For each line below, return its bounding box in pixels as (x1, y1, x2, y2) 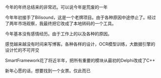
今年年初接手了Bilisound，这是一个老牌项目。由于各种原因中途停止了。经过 (5, 15, 156, 20)
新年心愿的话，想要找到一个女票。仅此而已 (5, 68, 91, 74)
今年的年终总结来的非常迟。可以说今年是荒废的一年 (5, 4, 108, 10)
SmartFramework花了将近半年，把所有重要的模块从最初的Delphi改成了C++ (5, 58, 155, 63)
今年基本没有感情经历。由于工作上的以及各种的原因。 (5, 31, 112, 36)
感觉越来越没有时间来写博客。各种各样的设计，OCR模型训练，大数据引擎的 (5, 41, 155, 47)
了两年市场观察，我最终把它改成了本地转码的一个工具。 (5, 21, 116, 26)
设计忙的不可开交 (5, 47, 40, 53)
